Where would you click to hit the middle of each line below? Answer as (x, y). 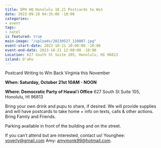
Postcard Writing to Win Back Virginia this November (58, 73)
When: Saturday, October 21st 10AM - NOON (51, 82)
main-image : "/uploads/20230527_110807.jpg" (51, 41)
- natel (13, 32)
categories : (17, 18)
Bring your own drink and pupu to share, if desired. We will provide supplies (81, 106)
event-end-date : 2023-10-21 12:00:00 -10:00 (51, 50)
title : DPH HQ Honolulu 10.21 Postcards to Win (54, 9)
